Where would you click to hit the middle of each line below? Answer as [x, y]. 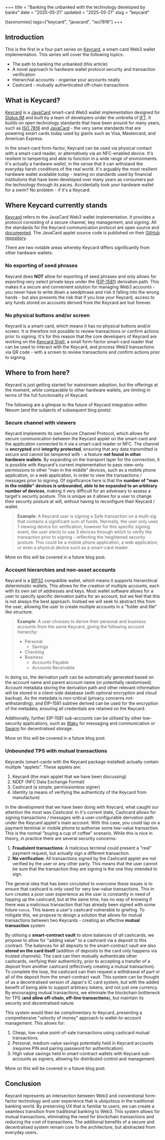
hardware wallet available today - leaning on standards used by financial [79, 174]
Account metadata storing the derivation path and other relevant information [82, 688]
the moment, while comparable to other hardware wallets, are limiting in [78, 390]
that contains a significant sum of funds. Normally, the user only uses [88, 521]
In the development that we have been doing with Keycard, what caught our [82, 807]
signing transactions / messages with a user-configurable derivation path [80, 817]
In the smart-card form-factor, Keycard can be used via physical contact [79, 148]
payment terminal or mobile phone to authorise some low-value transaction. [82, 828]
